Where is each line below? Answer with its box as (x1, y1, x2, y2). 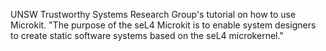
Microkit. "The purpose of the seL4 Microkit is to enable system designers (10, 19, 317, 31)
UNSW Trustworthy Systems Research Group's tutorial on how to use (10, 9, 297, 20)
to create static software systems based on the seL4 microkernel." (10, 30, 284, 41)
